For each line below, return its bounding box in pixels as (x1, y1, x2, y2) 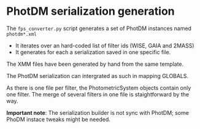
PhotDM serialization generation (6, 4, 175, 18)
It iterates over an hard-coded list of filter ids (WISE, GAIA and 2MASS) (15, 42, 194, 49)
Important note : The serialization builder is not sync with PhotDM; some (6, 109, 189, 116)
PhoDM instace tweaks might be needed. (6, 115, 110, 123)
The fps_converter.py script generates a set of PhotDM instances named (6, 25, 192, 32)
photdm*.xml (6, 31, 37, 37)
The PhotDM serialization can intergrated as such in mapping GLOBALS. (6, 72, 189, 79)
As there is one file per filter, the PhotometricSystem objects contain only (6, 84, 191, 92)
